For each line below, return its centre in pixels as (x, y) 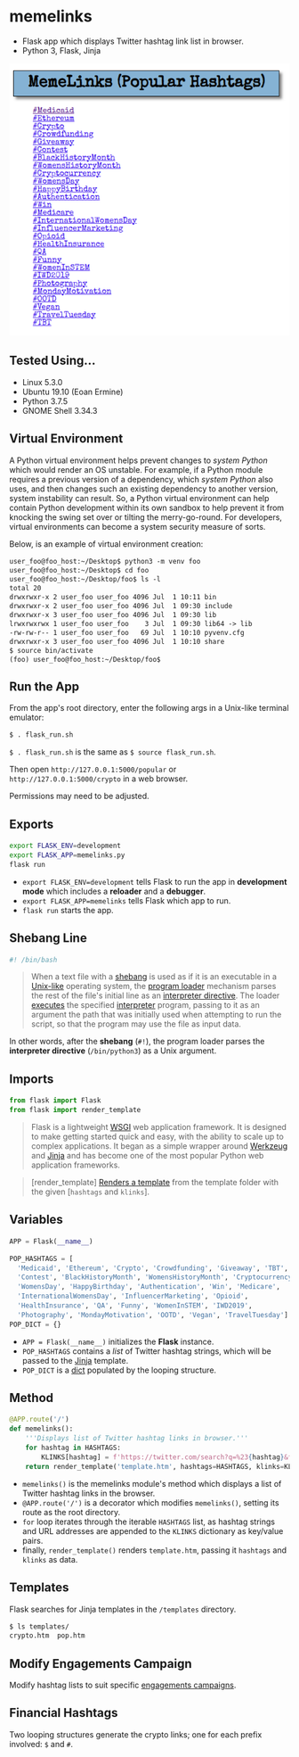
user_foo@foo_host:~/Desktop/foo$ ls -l (85, 579)
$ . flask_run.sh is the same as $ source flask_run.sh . (113, 752)
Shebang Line (48, 938)
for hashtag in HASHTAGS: (73, 1448)
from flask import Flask (55, 1101)
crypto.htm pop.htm (48, 1636)
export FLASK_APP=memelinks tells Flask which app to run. (126, 900)
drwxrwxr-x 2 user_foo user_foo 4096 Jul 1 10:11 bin (113, 597)
